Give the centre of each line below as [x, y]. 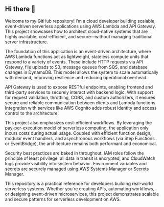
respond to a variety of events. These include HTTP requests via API [74, 61]
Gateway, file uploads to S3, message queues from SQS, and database [76, 67]
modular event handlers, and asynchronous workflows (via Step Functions [80, 138]
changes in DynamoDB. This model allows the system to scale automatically [82, 72]
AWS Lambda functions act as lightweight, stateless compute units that [77, 57]
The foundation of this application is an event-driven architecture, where [78, 51]
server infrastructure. [26, 42]
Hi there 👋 [20, 9]
